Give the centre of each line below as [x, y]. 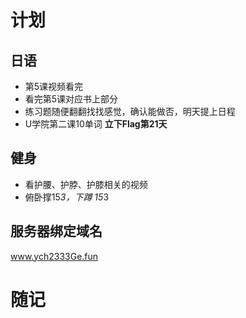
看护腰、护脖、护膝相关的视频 [86, 184]
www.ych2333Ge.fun [54, 256]
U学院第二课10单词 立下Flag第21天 [96, 124]
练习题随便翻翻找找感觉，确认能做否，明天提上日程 [130, 111]
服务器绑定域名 [56, 231]
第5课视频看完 [54, 86]
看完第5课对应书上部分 [71, 99]
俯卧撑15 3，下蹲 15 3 [67, 197]
